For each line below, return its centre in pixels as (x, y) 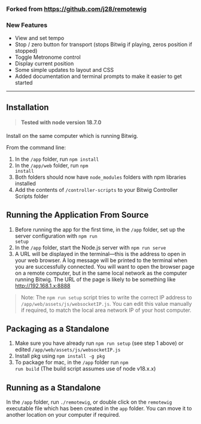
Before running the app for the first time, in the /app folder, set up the (100, 229)
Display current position (44, 64)
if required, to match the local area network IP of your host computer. (106, 310)
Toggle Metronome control (48, 57)
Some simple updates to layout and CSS (64, 70)
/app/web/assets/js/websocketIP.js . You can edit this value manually (106, 303)
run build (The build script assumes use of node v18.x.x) (85, 369)
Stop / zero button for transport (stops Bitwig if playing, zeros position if (103, 44)
